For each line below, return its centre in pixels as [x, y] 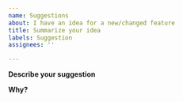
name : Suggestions [38, 15]
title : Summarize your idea [55, 30]
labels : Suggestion [40, 38]
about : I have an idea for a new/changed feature [92, 23]
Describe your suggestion [52, 74]
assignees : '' [32, 45]
